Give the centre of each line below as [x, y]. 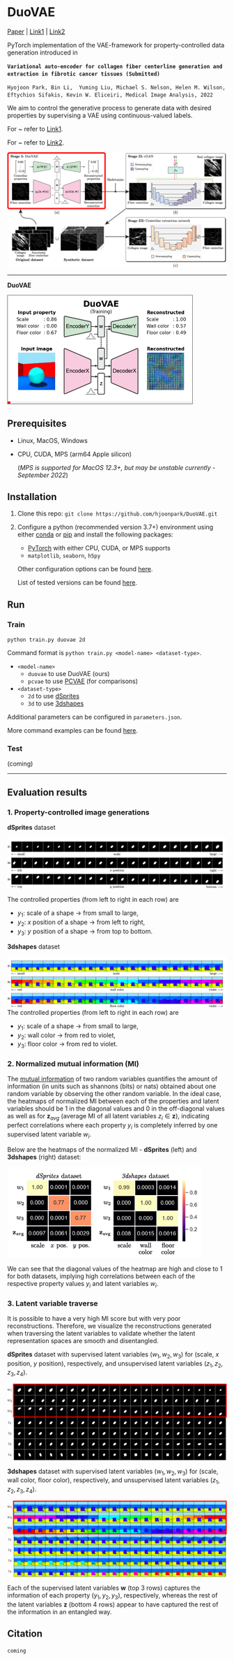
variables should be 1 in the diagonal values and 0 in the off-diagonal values [116, 1108]
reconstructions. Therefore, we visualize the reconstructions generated [109, 1326]
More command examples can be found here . [72, 731]
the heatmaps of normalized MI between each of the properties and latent [113, 1102]
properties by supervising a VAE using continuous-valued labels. [100, 115]
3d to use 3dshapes [56, 703]
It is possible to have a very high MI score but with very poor [94, 1318]
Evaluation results [47, 792]
